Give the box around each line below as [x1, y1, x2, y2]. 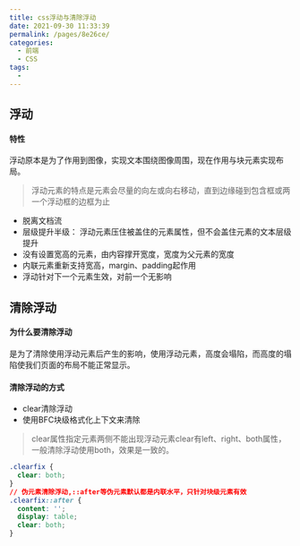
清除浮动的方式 [9, 381, 64, 392]
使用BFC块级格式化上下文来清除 [21, 414, 141, 425]
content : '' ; [17, 504, 66, 513]
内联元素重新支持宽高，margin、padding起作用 [21, 260, 197, 271]
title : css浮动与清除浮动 [9, 13, 97, 22]
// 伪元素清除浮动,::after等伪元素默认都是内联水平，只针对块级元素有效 [9, 487, 247, 497]
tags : [9, 64, 30, 73]
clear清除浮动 [21, 404, 73, 414]
